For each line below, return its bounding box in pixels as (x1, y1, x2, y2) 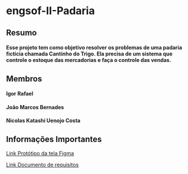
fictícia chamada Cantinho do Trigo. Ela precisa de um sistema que (6, 50, 173, 57)
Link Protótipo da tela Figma (6, 150, 74, 157)
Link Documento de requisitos (6, 161, 79, 169)
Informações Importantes (6, 134, 102, 144)
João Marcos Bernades (6, 103, 64, 110)
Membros (6, 74, 42, 84)
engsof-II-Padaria (6, 4, 95, 18)
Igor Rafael (6, 90, 34, 97)
